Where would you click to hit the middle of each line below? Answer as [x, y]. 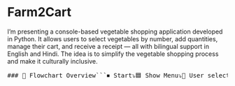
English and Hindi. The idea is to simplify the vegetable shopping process [113, 54]
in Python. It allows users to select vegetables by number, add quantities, [113, 38]
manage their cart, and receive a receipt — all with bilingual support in [108, 46]
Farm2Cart [40, 12]
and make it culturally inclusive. [52, 61]
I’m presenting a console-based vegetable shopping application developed [115, 31]
